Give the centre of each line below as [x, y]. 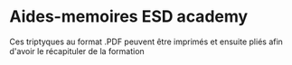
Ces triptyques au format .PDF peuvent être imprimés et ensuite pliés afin [146, 42]
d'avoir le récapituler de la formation [77, 51]
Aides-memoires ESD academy [129, 17]
